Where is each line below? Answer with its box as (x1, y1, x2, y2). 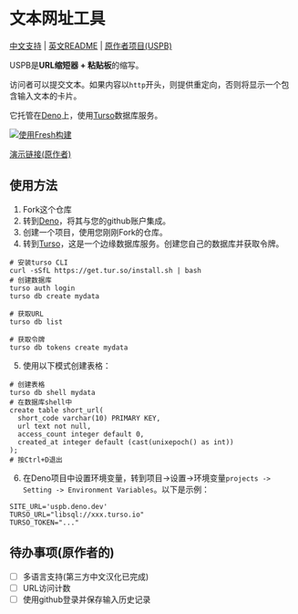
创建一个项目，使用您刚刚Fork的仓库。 (22, 226, 169, 237)
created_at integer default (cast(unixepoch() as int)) (17, 437, 234, 447)
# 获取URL (9, 309, 44, 318)
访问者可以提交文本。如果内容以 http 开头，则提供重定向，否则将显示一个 (9, 78, 282, 89)
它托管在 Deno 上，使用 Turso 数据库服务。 (9, 109, 163, 120)
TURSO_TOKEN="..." (9, 517, 79, 527)
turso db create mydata (9, 291, 100, 301)
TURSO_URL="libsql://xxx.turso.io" (9, 510, 145, 519)
